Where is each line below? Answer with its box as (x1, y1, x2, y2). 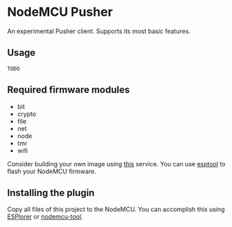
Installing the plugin (7, 187, 95, 199)
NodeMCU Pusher (7, 4, 113, 20)
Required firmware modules (7, 84, 130, 96)
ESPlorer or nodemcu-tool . (7, 213, 83, 221)
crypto (17, 110, 37, 118)
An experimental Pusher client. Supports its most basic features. (7, 27, 190, 35)
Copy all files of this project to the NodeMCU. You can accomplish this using (7, 205, 225, 214)
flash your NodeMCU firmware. (7, 167, 97, 175)
